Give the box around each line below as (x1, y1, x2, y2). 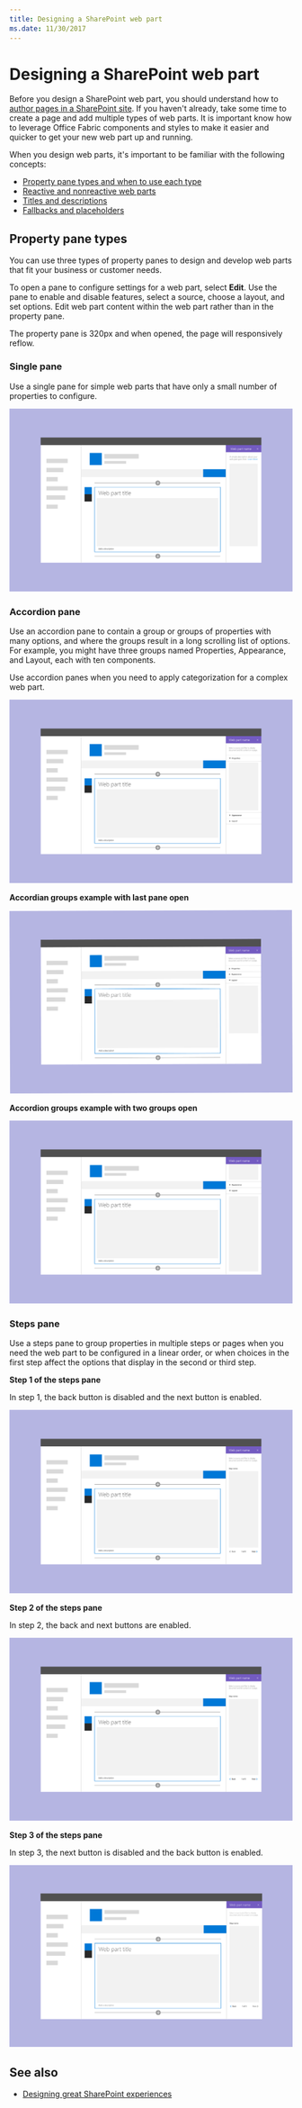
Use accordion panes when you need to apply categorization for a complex (9, 672, 289, 683)
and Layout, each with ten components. (9, 655, 156, 665)
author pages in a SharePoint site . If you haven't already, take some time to (9, 104, 288, 114)
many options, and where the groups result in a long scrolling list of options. (9, 636, 290, 647)
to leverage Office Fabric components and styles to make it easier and (9, 122, 270, 133)
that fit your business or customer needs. (9, 265, 162, 276)
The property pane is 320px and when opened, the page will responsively (9, 329, 283, 339)
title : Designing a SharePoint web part (9, 14, 164, 23)
